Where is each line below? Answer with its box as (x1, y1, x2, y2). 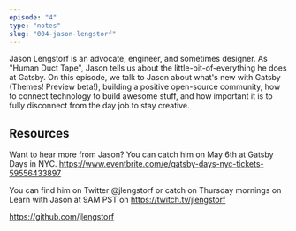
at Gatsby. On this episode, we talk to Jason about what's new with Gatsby (9, 72, 281, 83)
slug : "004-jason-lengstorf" (9, 29, 117, 38)
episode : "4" (9, 12, 57, 22)
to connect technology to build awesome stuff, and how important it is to (9, 91, 273, 101)
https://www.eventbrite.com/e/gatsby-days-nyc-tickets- (58, 159, 264, 169)
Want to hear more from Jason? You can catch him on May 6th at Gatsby (9, 149, 274, 160)
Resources (9, 125, 70, 141)
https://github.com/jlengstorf (9, 212, 115, 222)
